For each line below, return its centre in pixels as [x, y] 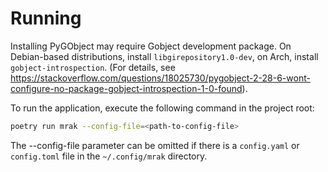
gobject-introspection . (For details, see [93, 67]
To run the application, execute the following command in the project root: [162, 108]
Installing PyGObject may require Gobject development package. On [151, 46]
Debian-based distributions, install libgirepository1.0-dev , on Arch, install [164, 56]
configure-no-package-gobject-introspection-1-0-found [126, 88]
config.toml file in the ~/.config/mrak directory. [109, 156]
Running [46, 18]
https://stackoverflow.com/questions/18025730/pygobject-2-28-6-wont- [160, 78]
